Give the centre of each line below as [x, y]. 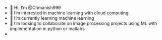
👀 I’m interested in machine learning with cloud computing [69, 13]
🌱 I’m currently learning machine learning [52, 18]
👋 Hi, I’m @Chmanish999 [35, 8]
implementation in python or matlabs [47, 29]
